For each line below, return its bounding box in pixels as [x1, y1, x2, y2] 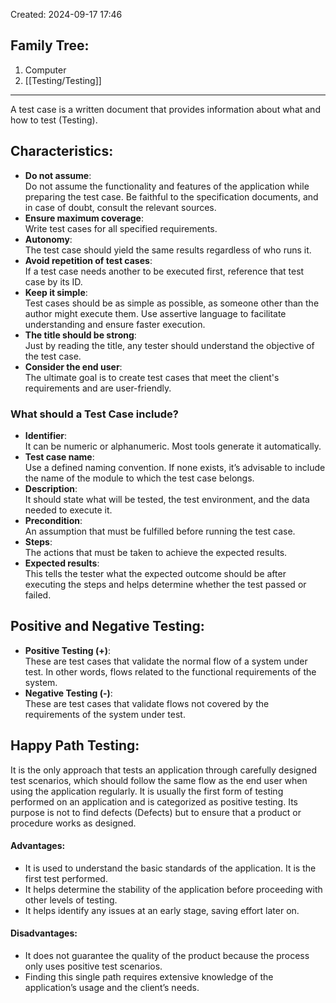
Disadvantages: [10, 927, 78, 939]
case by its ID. [24, 275, 83, 288]
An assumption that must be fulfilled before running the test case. [24, 525, 296, 537]
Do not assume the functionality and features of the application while [24, 180, 310, 192]
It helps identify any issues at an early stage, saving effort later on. [24, 904, 300, 916]
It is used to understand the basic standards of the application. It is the [24, 862, 317, 874]
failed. [24, 589, 52, 601]
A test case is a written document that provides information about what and [10, 103, 321, 115]
